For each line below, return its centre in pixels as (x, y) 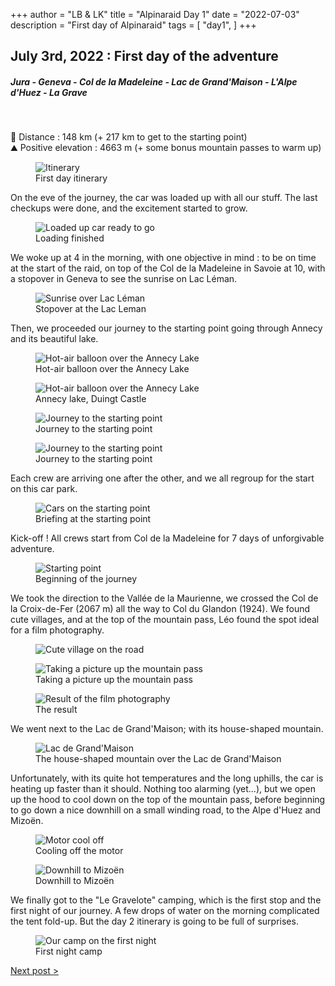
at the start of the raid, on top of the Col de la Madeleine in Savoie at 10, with (168, 268)
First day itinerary (71, 178)
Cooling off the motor (79, 851)
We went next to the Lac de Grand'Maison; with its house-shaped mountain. (167, 729)
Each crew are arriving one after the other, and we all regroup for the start (162, 478)
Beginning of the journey (86, 579)
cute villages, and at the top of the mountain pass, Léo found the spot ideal (165, 620)
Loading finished (70, 238)
